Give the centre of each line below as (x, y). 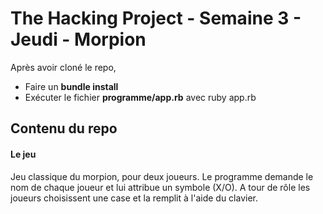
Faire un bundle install (71, 86)
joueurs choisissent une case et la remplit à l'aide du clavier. (134, 198)
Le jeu (23, 154)
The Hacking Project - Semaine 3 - (156, 18)
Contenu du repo (64, 128)
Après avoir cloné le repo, (63, 67)
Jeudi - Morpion (78, 39)
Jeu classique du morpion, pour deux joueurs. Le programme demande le (162, 176)
